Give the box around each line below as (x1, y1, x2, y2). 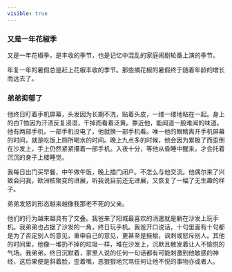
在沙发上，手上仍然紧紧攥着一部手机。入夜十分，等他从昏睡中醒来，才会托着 (7, 145, 225, 153)
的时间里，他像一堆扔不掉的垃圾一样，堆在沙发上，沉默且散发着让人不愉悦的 (7, 240, 225, 249)
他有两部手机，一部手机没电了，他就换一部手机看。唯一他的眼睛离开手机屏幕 (7, 127, 225, 136)
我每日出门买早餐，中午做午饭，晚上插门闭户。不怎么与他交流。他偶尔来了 (7, 168, 219, 176)
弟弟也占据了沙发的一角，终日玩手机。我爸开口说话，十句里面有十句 (25, 223, 219, 231)
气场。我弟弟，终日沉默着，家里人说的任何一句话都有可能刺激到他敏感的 (7, 249, 213, 257)
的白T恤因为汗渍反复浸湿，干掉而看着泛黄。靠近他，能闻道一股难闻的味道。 (7, 118, 223, 127)
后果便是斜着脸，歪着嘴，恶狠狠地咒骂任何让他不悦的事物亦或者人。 (25, 258, 219, 266)
